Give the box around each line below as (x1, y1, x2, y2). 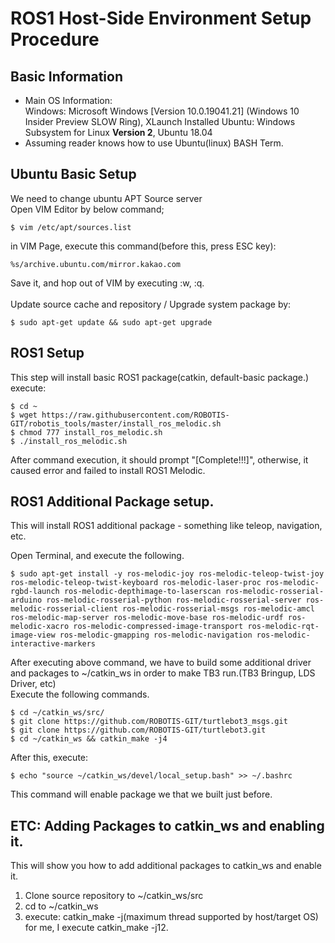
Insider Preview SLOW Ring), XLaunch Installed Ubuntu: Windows (24, 116, 296, 127)
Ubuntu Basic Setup (10, 166, 137, 183)
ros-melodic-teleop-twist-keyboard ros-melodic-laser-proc (10, 578, 262, 588)
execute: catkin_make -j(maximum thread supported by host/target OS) (24, 911, 319, 923)
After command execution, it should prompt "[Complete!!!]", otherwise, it (10, 453, 309, 466)
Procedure (10, 28, 100, 51)
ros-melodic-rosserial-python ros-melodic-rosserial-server (46, 595, 302, 606)
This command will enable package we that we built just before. (10, 788, 273, 801)
